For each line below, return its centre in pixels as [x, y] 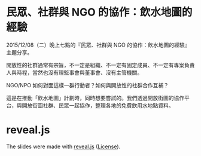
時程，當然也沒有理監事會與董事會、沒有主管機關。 [79, 72]
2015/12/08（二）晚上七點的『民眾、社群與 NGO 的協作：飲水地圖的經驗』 [98, 45]
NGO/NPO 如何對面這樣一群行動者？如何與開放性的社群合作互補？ [88, 85]
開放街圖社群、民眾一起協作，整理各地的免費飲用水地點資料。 [98, 105]
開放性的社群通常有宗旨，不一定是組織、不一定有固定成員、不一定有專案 [95, 65]
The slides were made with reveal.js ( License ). [63, 146]
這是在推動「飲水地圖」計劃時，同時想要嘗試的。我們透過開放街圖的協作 [95, 98]
